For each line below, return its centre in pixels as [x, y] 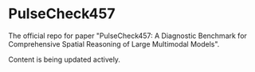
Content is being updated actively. [65, 59]
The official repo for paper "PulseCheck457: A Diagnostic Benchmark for [127, 36]
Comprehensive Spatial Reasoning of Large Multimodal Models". [114, 44]
